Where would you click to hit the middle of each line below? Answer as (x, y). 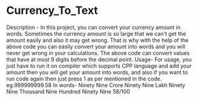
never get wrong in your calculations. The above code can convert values (98, 53)
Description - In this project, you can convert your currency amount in (93, 27)
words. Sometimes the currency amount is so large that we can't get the (96, 33)
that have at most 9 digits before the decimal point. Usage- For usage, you (99, 59)
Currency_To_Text (52, 11)
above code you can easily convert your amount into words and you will (96, 47)
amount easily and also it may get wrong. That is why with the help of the (97, 40)
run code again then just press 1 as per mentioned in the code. (84, 79)
